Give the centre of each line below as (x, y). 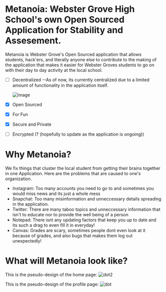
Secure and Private (32, 124)
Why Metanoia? (38, 155)
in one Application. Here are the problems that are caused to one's (73, 174)
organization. (19, 179)
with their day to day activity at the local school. (54, 70)
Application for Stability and (64, 30)
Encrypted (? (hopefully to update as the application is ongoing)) (78, 134)
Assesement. (33, 41)
